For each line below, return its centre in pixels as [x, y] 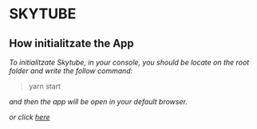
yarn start [45, 86]
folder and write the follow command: [71, 71]
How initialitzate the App [71, 43]
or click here [30, 117]
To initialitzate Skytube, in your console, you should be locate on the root [129, 62]
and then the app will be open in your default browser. [99, 102]
